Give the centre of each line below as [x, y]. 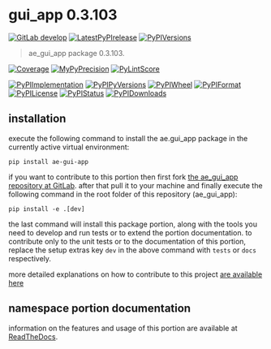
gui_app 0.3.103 [63, 15]
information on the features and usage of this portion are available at [123, 328]
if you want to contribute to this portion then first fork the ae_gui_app [123, 177]
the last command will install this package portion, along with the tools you [133, 224]
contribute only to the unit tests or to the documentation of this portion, [127, 241]
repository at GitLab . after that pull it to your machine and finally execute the [135, 185]
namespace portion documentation [100, 309]
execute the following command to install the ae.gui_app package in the [128, 138]
